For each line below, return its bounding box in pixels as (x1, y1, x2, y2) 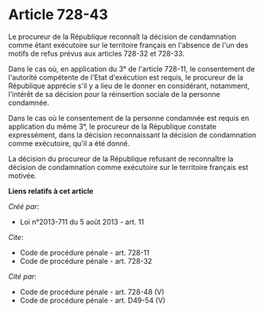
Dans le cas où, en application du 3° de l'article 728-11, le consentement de (8, 64, 255, 73)
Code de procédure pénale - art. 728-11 (19, 248, 149, 257)
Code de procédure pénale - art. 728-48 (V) (19, 287, 165, 296)
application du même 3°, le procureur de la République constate (8, 122, 217, 131)
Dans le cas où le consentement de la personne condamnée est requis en (8, 113, 250, 122)
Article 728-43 (8, 6, 109, 24)
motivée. (8, 171, 37, 180)
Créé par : (8, 201, 40, 211)
